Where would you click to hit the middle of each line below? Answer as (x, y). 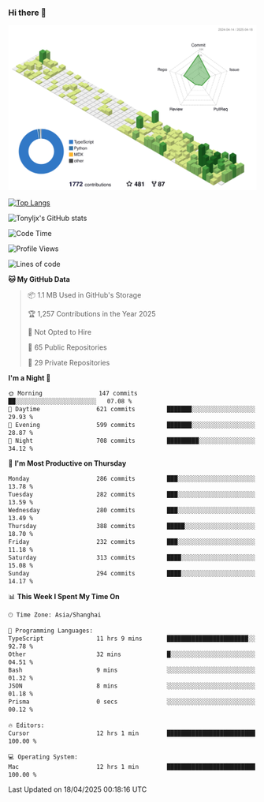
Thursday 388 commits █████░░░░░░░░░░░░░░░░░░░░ (132, 527)
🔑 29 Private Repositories (69, 363)
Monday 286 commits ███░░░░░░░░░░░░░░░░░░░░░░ (132, 479)
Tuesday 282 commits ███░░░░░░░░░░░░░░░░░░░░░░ (132, 495)
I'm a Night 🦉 (30, 378)
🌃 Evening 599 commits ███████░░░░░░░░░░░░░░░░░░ (132, 425)
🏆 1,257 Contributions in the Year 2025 (91, 314)
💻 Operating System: (43, 757)
